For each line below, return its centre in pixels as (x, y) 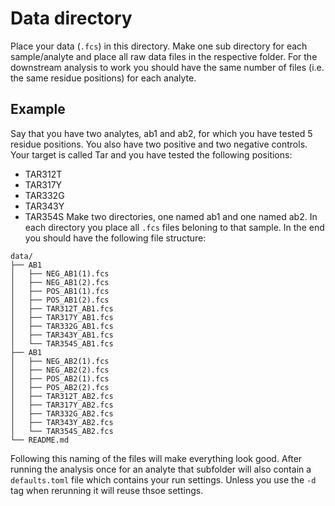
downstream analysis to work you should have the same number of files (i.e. (167, 67)
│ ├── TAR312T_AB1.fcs (62, 308)
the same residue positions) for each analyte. (103, 78)
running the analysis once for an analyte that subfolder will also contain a (161, 469)
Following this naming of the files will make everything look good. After (156, 458)
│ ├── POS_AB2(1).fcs (60, 378)
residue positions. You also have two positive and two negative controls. (159, 144)
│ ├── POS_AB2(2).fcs (60, 387)
